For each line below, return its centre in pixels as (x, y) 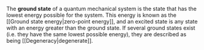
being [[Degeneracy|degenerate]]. (50, 41)
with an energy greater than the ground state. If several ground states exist (101, 28)
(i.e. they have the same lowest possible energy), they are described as (96, 34)
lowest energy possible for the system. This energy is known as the (91, 15)
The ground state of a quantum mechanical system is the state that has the (102, 9)
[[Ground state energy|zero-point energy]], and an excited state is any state (102, 21)
